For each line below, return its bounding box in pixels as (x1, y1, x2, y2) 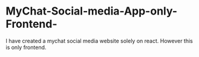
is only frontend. (5, 44, 47, 51)
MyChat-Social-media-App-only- (5, 4, 178, 18)
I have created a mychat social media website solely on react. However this (5, 37, 193, 44)
